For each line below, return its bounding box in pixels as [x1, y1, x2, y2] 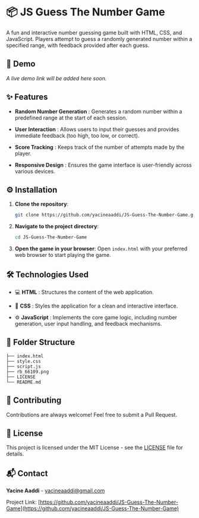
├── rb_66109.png [6, 369, 49, 375]
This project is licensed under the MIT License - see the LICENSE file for [6, 444, 183, 451]
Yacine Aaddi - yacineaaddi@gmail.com [6, 487, 105, 494]
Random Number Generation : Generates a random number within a [14, 108, 182, 115]
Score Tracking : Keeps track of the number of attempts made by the [14, 143, 185, 150]
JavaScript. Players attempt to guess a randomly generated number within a [6, 35, 192, 42]
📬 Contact [6, 468, 48, 478]
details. [6, 450, 24, 457]
